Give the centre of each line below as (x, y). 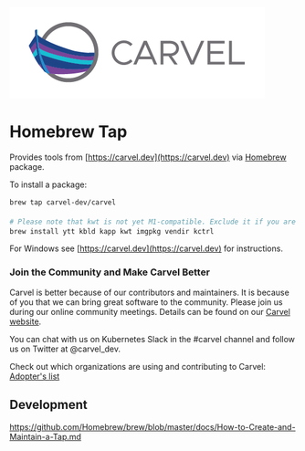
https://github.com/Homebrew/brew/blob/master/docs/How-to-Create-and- (152, 426)
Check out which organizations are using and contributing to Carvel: (138, 366)
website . (26, 321)
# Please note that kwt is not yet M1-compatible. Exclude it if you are (153, 222)
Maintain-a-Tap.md (46, 436)
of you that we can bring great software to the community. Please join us (146, 302)
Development (49, 405)
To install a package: (48, 184)
